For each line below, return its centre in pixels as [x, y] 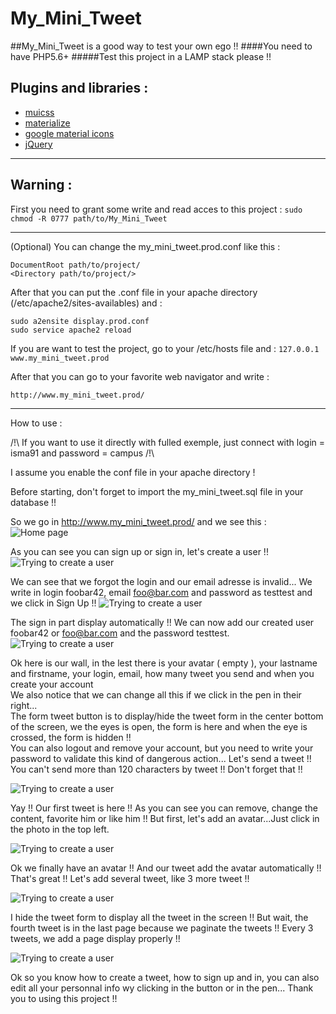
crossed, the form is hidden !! [71, 737]
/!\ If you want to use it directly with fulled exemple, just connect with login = [168, 442]
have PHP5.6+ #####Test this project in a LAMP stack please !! [141, 56]
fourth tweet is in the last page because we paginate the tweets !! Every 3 [162, 928]
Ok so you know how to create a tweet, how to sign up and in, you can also [165, 977]
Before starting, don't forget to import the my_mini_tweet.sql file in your [157, 491]
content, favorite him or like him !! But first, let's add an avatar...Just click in [165, 818]
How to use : [36, 423]
